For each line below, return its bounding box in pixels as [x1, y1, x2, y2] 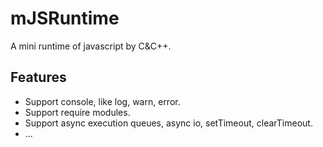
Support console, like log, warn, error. [24, 95, 181, 107]
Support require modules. [24, 106, 131, 118]
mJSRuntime [10, 7, 120, 30]
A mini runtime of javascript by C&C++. [10, 40, 172, 52]
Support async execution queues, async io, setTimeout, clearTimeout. [24, 117, 313, 129]
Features [10, 69, 67, 86]
